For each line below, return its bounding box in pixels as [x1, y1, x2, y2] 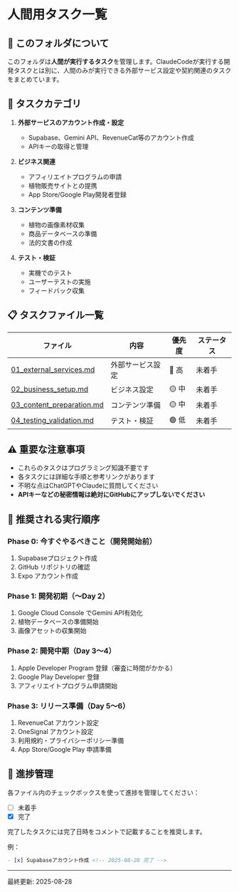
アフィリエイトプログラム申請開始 [17, 681, 118, 690]
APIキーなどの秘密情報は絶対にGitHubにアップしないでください [17, 490, 206, 499]
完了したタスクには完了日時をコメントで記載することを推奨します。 [7, 827, 206, 836]
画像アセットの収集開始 [17, 626, 87, 635]
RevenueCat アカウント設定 [17, 718, 100, 727]
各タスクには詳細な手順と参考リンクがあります [17, 473, 155, 481]
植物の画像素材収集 [28, 220, 85, 229]
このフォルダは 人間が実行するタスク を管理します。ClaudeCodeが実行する [7, 58, 224, 65]
